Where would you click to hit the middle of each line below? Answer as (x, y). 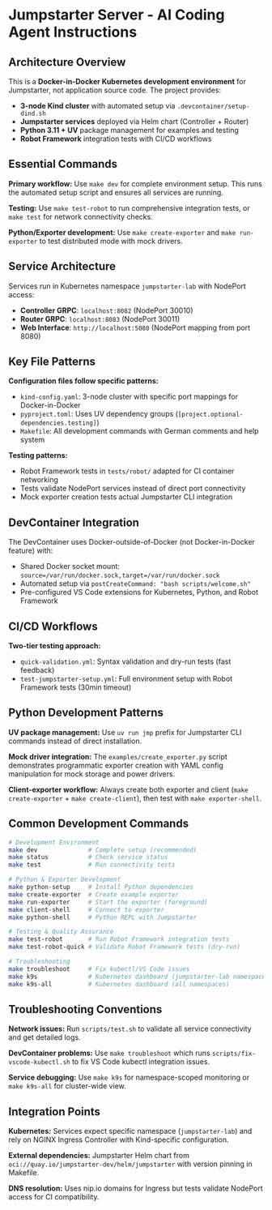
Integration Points (55, 1112)
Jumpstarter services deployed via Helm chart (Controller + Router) (134, 122)
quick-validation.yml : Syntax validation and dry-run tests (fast (125, 661)
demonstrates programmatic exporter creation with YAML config (116, 765)
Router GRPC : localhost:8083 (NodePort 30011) (100, 319)
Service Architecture (62, 266)
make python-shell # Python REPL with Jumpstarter (103, 917)
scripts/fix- (234, 1054)
